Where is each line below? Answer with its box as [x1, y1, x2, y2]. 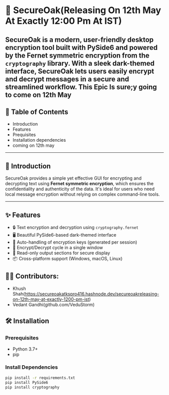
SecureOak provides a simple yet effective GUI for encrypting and [5, 175, 142, 181]
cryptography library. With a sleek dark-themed [5, 59, 155, 68]
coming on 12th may [12, 142, 55, 148]
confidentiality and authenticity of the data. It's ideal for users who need [5, 186, 155, 192]
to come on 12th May [5, 90, 72, 99]
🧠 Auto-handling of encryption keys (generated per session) [12, 239, 137, 245]
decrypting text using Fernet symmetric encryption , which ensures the [5, 181, 154, 187]
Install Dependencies [5, 364, 58, 371]
